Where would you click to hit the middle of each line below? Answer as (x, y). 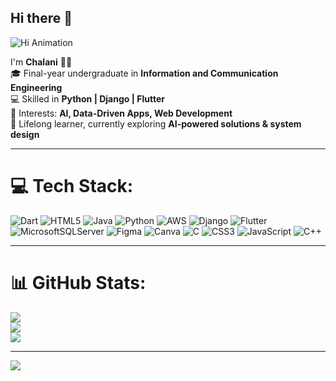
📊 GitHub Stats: (78, 282)
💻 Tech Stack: (72, 186)
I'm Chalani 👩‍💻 (41, 62)
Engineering (36, 87)
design (25, 134)
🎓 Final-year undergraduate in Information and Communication (144, 73)
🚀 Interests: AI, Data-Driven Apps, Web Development (121, 113)
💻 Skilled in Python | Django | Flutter (87, 98)
